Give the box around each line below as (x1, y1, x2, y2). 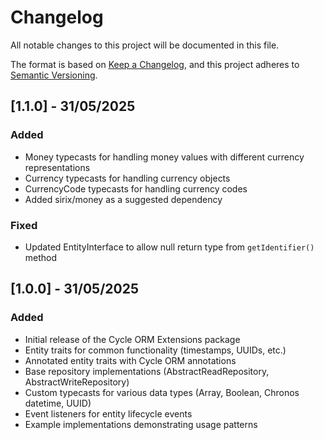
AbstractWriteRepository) (24, 376, 130, 388)
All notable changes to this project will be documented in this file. (10, 39, 280, 51)
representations (24, 161, 91, 173)
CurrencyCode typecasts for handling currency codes (24, 182, 248, 195)
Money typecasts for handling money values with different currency (24, 151, 305, 163)
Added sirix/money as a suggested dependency (24, 193, 223, 205)
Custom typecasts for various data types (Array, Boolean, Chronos (24, 386, 300, 398)
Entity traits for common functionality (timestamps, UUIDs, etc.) (24, 344, 287, 356)
